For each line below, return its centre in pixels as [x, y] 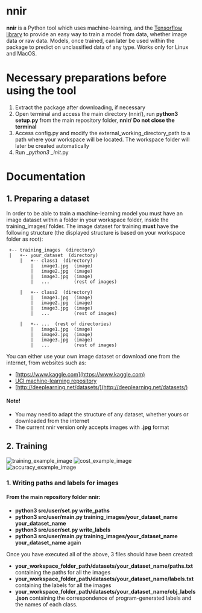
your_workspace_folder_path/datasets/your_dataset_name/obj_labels [105, 592]
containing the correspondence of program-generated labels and [110, 598]
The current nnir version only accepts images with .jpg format [92, 427]
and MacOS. [22, 53]
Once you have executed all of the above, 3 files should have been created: [100, 554]
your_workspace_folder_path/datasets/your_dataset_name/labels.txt [104, 579]
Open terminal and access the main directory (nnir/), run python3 [96, 113]
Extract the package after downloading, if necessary [80, 107]
